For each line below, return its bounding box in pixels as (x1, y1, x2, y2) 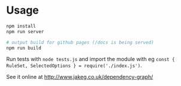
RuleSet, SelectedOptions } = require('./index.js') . (6, 62, 142, 69)
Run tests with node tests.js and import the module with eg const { (6, 56, 175, 63)
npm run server (6, 28, 44, 34)
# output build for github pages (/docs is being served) (6, 39, 154, 45)
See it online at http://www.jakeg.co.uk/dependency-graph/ (6, 74, 153, 81)
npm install (6, 23, 36, 29)
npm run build (6, 45, 42, 51)
